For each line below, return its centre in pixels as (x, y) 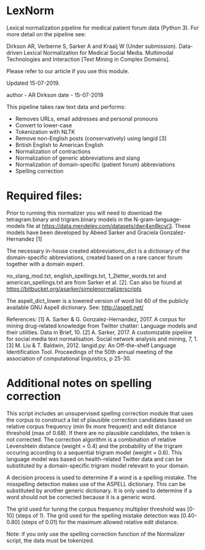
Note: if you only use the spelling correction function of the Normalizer (96, 534)
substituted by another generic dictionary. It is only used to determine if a (99, 490)
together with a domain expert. (45, 264)
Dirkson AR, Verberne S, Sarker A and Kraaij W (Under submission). (92, 46)
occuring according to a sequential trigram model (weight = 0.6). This (94, 452)
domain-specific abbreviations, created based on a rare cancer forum (95, 257)
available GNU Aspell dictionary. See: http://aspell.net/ (75, 307)
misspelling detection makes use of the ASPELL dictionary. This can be (96, 484)
